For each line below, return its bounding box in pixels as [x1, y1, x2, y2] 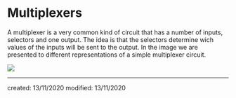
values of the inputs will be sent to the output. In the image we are [7, 43, 199, 51]
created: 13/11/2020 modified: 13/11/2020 [7, 83, 126, 92]
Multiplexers [7, 5, 83, 21]
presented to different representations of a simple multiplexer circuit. [7, 50, 206, 59]
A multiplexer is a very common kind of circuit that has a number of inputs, [7, 28, 223, 36]
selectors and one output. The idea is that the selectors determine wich [7, 35, 214, 43]
